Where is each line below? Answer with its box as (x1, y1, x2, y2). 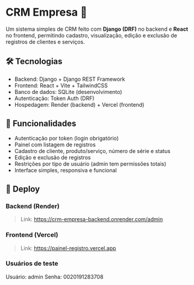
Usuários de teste (5, 259, 58, 268)
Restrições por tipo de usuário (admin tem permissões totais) (14, 160, 167, 168)
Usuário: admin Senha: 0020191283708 (5, 273, 104, 280)
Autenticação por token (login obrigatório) (14, 134, 119, 142)
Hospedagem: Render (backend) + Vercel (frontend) (14, 101, 145, 108)
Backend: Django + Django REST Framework (14, 75, 125, 83)
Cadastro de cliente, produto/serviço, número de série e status (14, 147, 171, 154)
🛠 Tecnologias (5, 57, 63, 67)
